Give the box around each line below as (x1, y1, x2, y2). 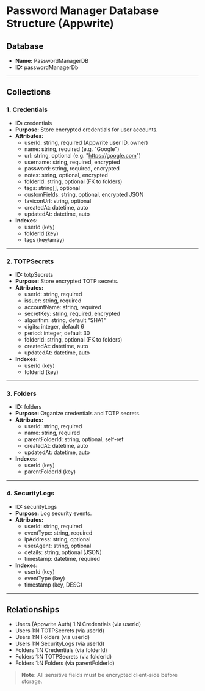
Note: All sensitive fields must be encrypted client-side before (21, 671, 178, 679)
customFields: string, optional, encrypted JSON (24, 191, 144, 198)
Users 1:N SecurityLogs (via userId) (15, 640, 105, 648)
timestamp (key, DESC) (24, 581, 83, 588)
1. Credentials (6, 105, 48, 114)
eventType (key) (24, 574, 65, 582)
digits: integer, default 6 (24, 323, 84, 330)
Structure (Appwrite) (6, 16, 114, 31)
